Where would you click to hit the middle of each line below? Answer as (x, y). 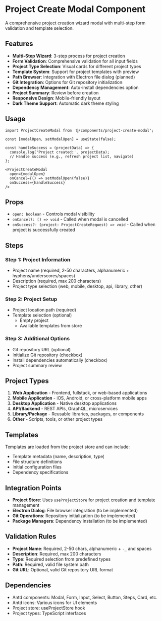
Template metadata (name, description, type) (58, 457)
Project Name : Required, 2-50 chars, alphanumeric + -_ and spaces (82, 548)
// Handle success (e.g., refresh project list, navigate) (72, 156)
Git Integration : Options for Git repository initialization (67, 82)
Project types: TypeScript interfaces (49, 613)
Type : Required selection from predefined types (61, 559)
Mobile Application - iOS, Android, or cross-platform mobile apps (80, 398)
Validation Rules (31, 537)
